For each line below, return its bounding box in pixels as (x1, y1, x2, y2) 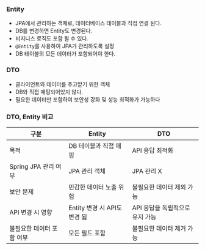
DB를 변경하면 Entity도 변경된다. (15, 27, 93, 35)
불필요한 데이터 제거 (132, 224, 186, 232)
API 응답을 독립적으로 (132, 204, 190, 212)
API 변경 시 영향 (9, 208, 53, 216)
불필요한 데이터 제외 (132, 183, 186, 191)
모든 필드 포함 (68, 229, 106, 237)
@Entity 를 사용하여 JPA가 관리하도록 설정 (15, 42, 115, 50)
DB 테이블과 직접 (68, 141, 114, 150)
